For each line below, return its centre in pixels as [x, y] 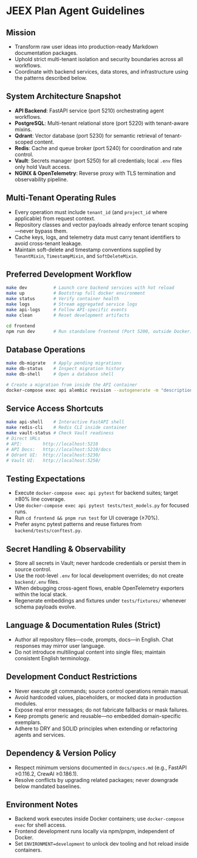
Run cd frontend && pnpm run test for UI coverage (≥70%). [87, 518]
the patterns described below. [51, 78]
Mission [21, 33]
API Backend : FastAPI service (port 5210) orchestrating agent [89, 111]
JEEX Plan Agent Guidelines [76, 11]
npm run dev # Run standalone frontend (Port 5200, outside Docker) [99, 331]
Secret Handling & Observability [66, 549]
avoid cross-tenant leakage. [48, 243]
